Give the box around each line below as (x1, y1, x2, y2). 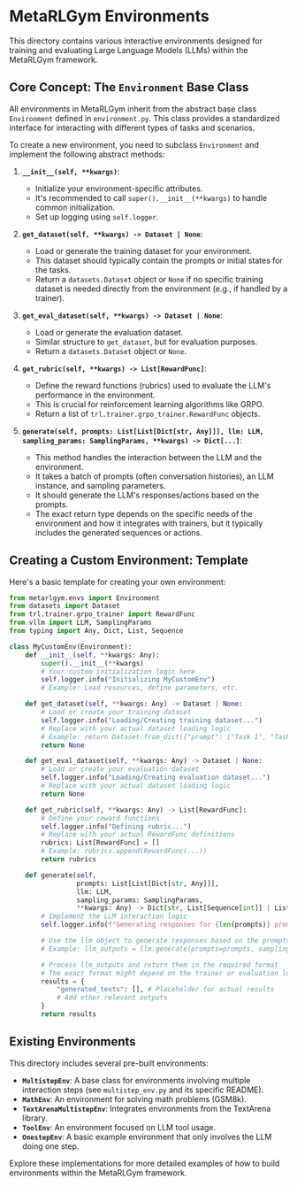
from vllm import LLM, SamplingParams (9, 618, 152, 628)
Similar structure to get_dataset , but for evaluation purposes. (34, 336, 258, 347)
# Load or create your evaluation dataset (41, 765, 200, 774)
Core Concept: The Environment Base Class (9, 80, 249, 95)
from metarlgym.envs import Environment (9, 593, 161, 603)
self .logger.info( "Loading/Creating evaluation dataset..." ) (41, 773, 271, 782)
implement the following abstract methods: (9, 149, 165, 159)
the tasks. (34, 264, 72, 275)
